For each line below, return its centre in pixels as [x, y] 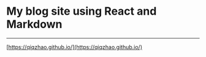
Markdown [34, 24]
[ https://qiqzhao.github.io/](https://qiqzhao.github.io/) [74, 47]
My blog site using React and [82, 11]
